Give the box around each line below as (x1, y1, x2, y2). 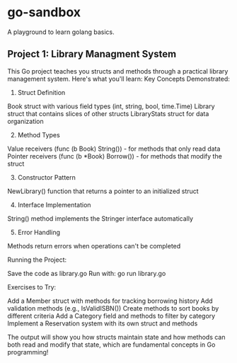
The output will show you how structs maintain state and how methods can (7, 333, 226, 341)
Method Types (17, 130, 60, 139)
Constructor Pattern (17, 173, 76, 181)
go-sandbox (7, 4, 81, 21)
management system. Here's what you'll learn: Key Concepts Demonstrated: (7, 74, 230, 83)
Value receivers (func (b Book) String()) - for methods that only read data (7, 144, 221, 153)
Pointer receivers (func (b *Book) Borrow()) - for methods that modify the (7, 151, 223, 160)
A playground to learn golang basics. (7, 28, 115, 36)
